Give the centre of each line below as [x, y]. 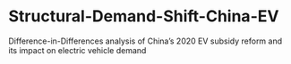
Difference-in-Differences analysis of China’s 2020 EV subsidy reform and [145, 41]
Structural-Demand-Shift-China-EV [144, 16]
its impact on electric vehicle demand [77, 50]
